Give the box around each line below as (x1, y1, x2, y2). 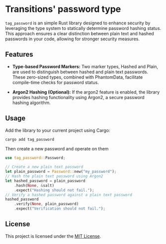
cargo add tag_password (5, 137, 55, 142)
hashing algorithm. (12, 100, 51, 106)
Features (5, 50, 33, 59)
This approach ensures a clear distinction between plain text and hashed (5, 30, 154, 36)
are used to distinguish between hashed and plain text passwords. (12, 69, 148, 75)
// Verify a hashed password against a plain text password (5, 192, 133, 197)
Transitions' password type (5, 3, 121, 15)
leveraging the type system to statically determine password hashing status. (5, 25, 162, 31)
